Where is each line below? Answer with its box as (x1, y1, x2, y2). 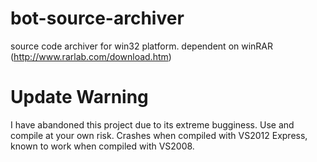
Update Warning (10, 86, 149, 109)
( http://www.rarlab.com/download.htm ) (10, 50, 172, 62)
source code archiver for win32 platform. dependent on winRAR (10, 40, 274, 52)
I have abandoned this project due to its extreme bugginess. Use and (10, 118, 295, 131)
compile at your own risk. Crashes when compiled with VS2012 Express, (10, 129, 308, 141)
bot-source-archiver (10, 7, 185, 30)
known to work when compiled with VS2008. (10, 140, 195, 152)
